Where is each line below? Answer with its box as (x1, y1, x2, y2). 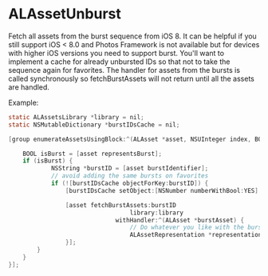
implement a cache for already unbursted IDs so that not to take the (8, 57, 231, 66)
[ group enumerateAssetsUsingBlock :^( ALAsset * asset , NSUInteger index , (8, 135, 251, 143)
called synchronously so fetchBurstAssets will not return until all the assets (8, 74, 255, 83)
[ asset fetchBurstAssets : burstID (65, 201, 177, 209)
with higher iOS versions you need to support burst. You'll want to (8, 48, 225, 58)
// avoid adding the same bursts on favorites (50, 172, 209, 180)
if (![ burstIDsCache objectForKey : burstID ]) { (50, 179, 209, 188)
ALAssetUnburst (8, 5, 121, 23)
